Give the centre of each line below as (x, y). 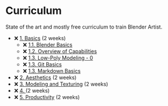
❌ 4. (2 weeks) (32, 90)
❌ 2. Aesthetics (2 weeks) (45, 77)
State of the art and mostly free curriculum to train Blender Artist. (84, 27)
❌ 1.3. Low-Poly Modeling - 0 (58, 58)
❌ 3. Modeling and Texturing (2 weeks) (61, 84)
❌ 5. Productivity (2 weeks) (47, 97)
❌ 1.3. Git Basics (42, 64)
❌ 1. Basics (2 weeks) (40, 38)
